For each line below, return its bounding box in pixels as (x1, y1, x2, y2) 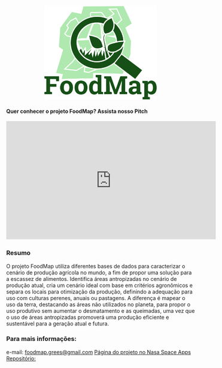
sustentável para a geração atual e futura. (6, 320, 110, 327)
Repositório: (6, 355, 36, 362)
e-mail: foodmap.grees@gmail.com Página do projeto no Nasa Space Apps (6, 348, 191, 355)
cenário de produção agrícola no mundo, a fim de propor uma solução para (6, 269, 192, 276)
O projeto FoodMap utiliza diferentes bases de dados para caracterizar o (6, 262, 185, 270)
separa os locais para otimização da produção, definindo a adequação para (6, 288, 193, 295)
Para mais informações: (6, 335, 77, 343)
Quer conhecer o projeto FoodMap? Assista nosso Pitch (6, 107, 148, 115)
